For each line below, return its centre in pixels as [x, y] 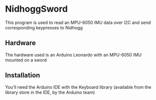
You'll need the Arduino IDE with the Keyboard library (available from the [78, 87]
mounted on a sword [26, 60]
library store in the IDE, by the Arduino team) [50, 92]
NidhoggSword [36, 9]
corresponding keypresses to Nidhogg [44, 27]
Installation [23, 75]
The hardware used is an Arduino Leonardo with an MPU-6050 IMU [73, 55]
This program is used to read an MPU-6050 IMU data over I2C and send [78, 22]
